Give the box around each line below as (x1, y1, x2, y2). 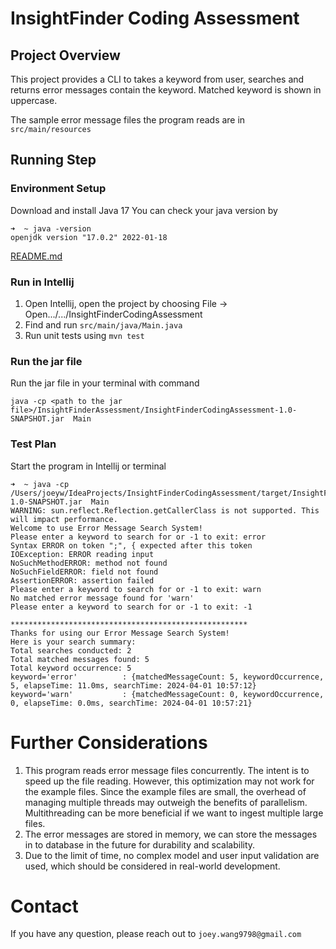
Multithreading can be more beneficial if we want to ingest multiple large (24, 807, 324, 819)
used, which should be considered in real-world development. (24, 860, 281, 872)
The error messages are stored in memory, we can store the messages (24, 828, 318, 840)
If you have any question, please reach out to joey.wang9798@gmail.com (10, 928, 302, 940)
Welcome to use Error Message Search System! (10, 523, 203, 533)
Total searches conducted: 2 (10, 645, 132, 656)
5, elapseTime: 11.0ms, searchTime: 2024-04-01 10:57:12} (10, 680, 257, 691)
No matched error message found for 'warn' (10, 593, 195, 603)
